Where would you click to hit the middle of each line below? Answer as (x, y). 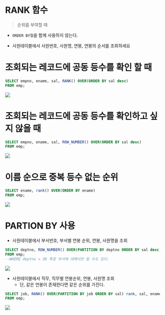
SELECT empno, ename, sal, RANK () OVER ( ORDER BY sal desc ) (67, 81)
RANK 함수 (27, 10)
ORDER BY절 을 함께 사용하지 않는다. (45, 35)
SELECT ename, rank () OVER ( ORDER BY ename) (50, 191)
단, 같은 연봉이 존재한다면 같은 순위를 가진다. (62, 284)
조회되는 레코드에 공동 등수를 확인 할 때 (79, 68)
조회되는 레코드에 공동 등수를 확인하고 (77, 116)
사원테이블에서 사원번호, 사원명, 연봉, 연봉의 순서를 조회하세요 (71, 45)
